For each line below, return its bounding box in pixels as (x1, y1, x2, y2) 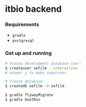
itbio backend (5, 3, 62, 15)
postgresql (12, 38, 35, 43)
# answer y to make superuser (5, 70, 67, 75)
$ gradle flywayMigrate (5, 93, 54, 98)
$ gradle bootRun (5, 97, 41, 102)
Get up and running (5, 50, 52, 57)
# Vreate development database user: (5, 61, 82, 66)
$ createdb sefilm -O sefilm (5, 84, 64, 89)
